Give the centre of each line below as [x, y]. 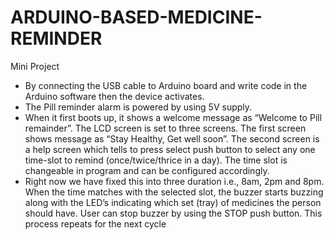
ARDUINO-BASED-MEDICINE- [136, 17]
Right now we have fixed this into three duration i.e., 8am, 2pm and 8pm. [174, 181]
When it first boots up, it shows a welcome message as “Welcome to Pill [173, 117]
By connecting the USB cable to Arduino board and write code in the [166, 85]
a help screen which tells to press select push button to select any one [170, 149]
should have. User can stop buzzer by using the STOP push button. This [173, 213]
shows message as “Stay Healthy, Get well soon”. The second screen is [172, 138]
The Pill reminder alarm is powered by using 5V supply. [138, 107]
